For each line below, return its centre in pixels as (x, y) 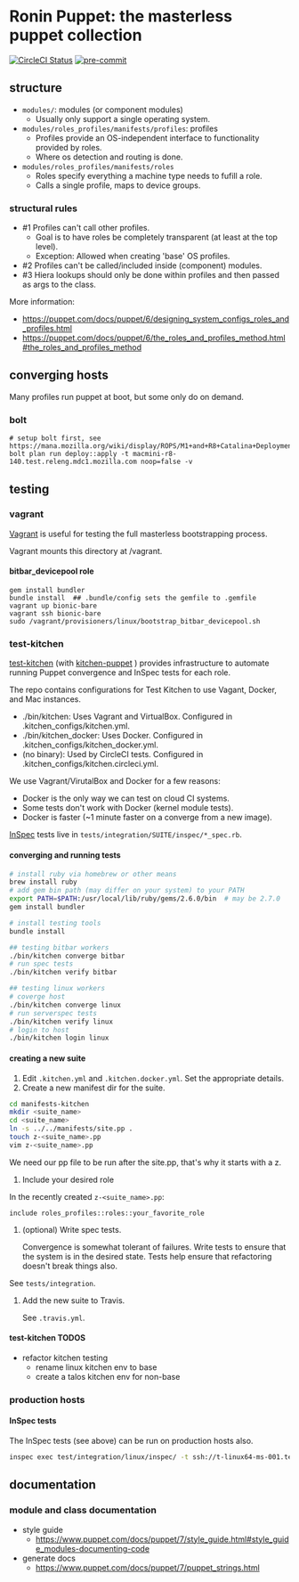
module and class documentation (83, 1510)
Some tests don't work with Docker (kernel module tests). (128, 808)
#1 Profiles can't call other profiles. (85, 228)
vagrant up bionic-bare (53, 606)
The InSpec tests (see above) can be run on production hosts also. (131, 1441)
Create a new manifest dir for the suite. (93, 1088)
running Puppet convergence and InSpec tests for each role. (120, 673)
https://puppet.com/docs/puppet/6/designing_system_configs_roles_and (156, 319)
